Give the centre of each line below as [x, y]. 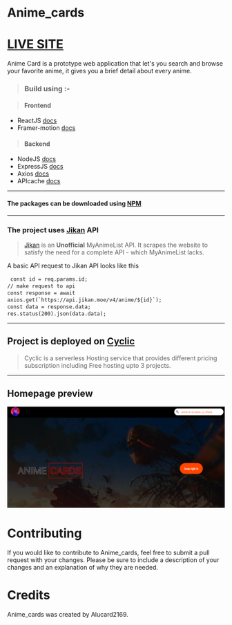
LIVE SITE [36, 45]
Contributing [45, 533]
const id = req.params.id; [49, 279]
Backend [37, 144]
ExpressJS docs [40, 167]
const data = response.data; [49, 307]
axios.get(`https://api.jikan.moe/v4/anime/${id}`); [85, 300]
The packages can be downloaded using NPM [74, 204]
